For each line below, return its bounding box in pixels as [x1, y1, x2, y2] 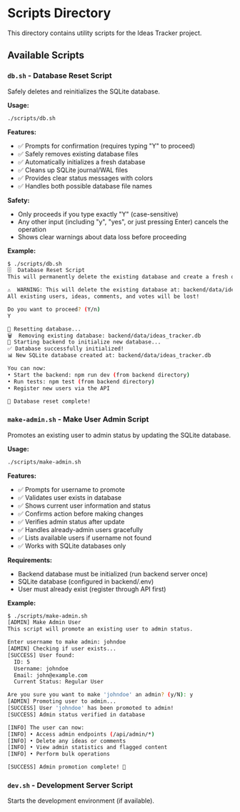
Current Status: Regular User [14, 678, 104, 686]
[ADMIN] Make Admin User [7, 619, 81, 626]
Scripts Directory [7, 5, 111, 21]
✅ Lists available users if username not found [17, 533, 152, 542]
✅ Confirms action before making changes [17, 509, 144, 518]
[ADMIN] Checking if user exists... [7, 645, 116, 653]
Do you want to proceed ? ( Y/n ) [7, 306, 101, 313]
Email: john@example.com [14, 671, 88, 679]
